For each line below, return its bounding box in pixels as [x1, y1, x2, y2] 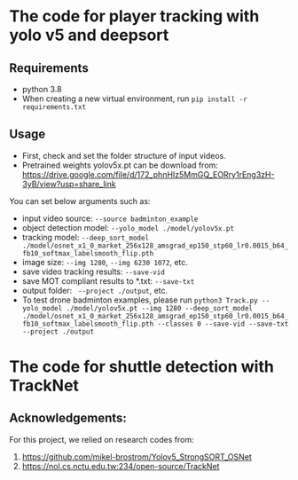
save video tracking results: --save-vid [21, 266, 166, 277]
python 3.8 [21, 84, 62, 94]
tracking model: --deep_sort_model [21, 232, 149, 242]
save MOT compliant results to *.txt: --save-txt [21, 275, 195, 286]
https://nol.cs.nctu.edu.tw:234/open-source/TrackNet [21, 460, 220, 471]
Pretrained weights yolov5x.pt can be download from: [21, 160, 219, 170]
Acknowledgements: [9, 411, 127, 426]
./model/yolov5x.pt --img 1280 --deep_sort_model [66, 303, 254, 312]
